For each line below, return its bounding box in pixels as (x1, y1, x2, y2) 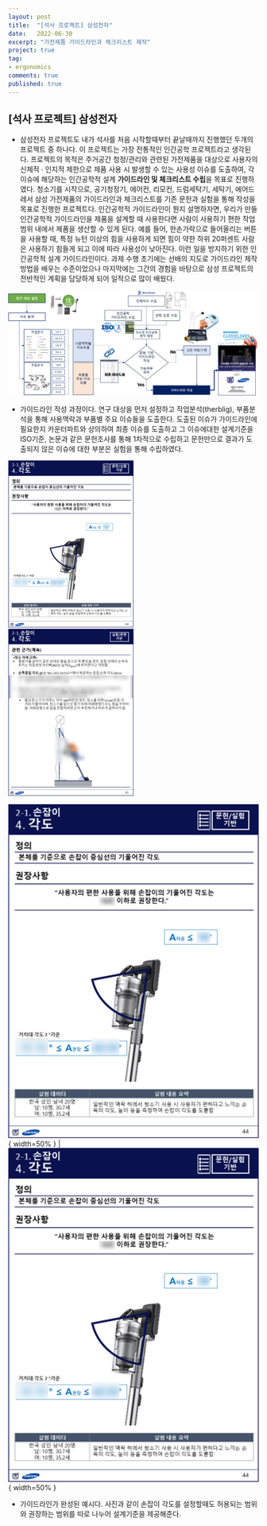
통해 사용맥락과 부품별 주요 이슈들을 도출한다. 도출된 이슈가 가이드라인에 (34, 414, 258, 424)
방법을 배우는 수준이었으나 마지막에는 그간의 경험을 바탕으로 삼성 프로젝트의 (19, 264, 254, 273)
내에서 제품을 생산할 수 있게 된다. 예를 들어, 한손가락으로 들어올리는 (34, 224, 242, 234)
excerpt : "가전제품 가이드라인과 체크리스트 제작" (8, 38, 151, 46)
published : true (8, 79, 62, 87)
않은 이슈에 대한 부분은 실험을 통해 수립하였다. (41, 443, 184, 453)
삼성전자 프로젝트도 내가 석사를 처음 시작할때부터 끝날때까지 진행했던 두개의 (19, 135, 254, 145)
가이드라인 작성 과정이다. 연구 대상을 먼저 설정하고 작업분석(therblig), (19, 404, 234, 413)
